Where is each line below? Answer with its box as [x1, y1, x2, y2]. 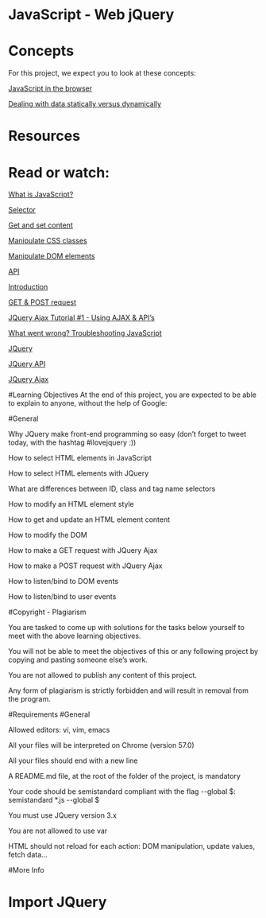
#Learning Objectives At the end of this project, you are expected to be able [8, 390, 256, 399]
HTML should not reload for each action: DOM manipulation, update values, [8, 842, 256, 851]
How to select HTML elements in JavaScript [8, 453, 152, 463]
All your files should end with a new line [8, 756, 138, 765]
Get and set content [8, 220, 73, 230]
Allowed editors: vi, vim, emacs [8, 725, 110, 735]
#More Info [8, 865, 45, 875]
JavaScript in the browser [8, 84, 93, 93]
